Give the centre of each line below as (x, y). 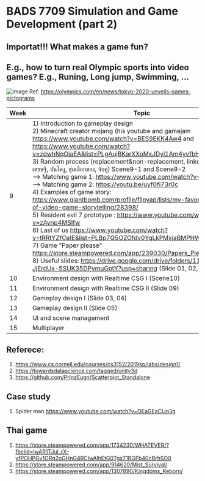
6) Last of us (51, 230)
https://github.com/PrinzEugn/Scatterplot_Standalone (83, 377)
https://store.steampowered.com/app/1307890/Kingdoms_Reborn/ (99, 471)
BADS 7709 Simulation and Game (92, 11)
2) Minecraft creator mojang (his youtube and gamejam (112, 131)
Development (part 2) (62, 24)
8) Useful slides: (56, 261)
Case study (28, 396)
